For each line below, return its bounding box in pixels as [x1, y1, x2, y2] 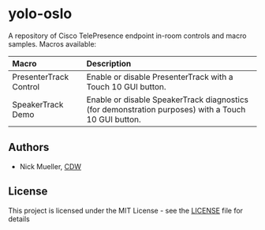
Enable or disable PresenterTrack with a [86, 71, 233, 82]
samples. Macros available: [8, 39, 97, 48]
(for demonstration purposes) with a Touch [86, 104, 246, 115]
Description [86, 58, 132, 69]
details [8, 214, 30, 224]
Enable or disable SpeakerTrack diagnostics [86, 94, 249, 105]
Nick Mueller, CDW [19, 161, 81, 171]
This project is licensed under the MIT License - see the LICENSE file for [8, 205, 243, 215]
